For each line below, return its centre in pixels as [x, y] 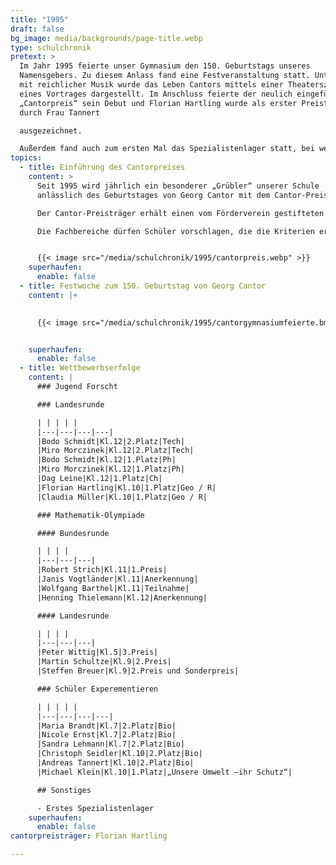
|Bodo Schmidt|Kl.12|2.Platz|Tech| [111, 441]
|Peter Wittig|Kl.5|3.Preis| [97, 652]
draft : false [37, 29]
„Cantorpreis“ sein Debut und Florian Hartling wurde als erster [158, 103]
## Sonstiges [64, 790]
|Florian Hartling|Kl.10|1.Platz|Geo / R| [126, 487]
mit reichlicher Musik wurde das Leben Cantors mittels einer [151, 85]
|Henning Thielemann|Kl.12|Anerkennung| [122, 597]
